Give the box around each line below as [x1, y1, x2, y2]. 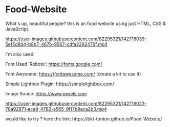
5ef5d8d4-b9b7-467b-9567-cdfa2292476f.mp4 [5, 41, 108, 47]
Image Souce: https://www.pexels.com [5, 90, 87, 96]
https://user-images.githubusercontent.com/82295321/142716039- [5, 36, 147, 42]
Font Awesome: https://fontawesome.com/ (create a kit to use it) [5, 70, 141, 77]
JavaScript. [5, 26, 30, 32]
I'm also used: [5, 51, 35, 57]
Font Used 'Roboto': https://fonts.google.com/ [5, 61, 102, 67]
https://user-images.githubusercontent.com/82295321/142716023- [5, 100, 147, 107]
